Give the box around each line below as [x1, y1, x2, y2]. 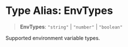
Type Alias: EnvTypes [5, 4, 113, 17]
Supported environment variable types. [5, 34, 100, 41]
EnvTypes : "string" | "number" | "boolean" [19, 23, 123, 30]
